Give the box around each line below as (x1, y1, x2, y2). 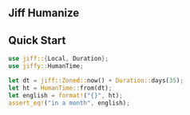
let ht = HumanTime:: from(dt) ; (8, 84, 113, 92)
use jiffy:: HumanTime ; (8, 62, 84, 70)
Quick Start (8, 34, 66, 47)
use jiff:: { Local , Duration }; (8, 55, 109, 63)
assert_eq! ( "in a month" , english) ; (8, 99, 130, 107)
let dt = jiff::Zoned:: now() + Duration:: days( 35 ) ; (8, 76, 184, 85)
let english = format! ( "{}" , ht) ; (8, 91, 124, 99)
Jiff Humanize (8, 6, 80, 20)
